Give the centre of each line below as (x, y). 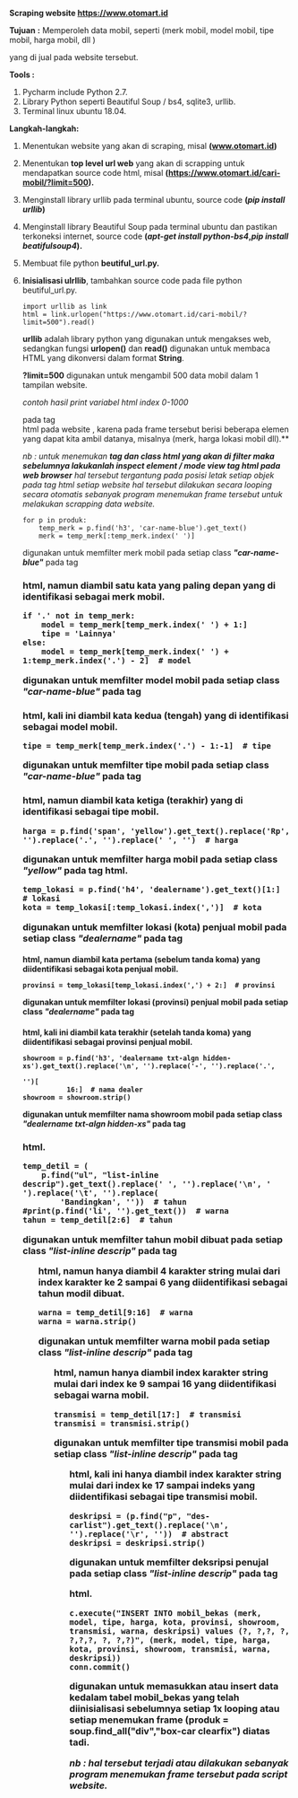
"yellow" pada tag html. (75, 871)
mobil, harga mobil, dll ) (52, 40)
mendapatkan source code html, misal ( (95, 173)
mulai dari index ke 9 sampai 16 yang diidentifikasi (165, 1384)
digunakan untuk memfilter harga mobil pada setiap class (150, 859)
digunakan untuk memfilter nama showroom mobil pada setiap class (152, 1114)
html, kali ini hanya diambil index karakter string (175, 1474)
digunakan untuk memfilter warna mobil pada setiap (154, 1341)
